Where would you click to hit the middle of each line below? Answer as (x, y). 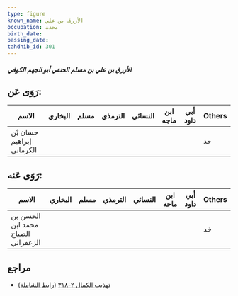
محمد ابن (25, 225)
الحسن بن (26, 216)
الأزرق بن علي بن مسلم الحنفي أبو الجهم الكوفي (70, 69)
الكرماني (24, 150)
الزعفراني (26, 243)
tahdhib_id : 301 (31, 47)
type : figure (27, 14)
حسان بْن (25, 132)
